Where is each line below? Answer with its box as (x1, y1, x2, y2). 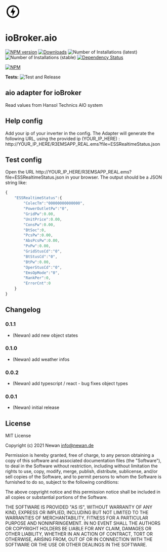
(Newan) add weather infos (12, 356, 70, 362)
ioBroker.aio (5, 32, 57, 44)
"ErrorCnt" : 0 (23, 281, 51, 286)
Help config (5, 117, 43, 125)
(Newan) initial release (12, 404, 60, 411)
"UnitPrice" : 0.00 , (23, 217, 62, 222)
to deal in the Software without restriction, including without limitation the (5, 463, 158, 469)
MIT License (5, 433, 31, 439)
